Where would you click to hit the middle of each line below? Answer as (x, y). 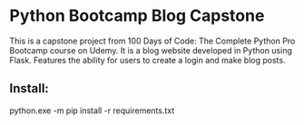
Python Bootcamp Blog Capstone (137, 16)
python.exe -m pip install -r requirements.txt (92, 111)
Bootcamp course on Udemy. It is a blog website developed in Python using (151, 50)
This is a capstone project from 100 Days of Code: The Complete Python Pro (152, 41)
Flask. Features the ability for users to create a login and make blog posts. (147, 60)
